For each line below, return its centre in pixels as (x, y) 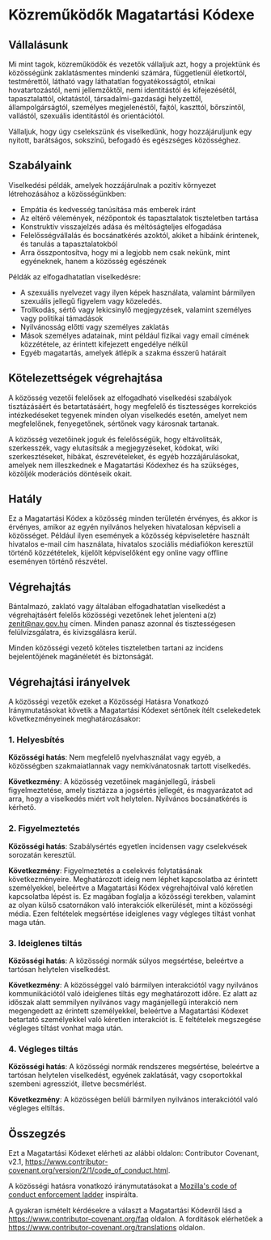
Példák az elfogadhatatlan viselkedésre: (75, 276)
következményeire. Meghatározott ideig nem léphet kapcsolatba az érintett (133, 879)
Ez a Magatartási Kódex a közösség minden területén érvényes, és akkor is (133, 518)
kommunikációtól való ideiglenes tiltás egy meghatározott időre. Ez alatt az (133, 993)
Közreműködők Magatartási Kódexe (131, 15)
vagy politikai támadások (61, 318)
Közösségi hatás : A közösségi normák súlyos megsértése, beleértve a (126, 961)
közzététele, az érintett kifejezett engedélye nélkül (104, 344)
